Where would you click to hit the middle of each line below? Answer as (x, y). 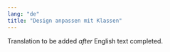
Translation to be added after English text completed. (85, 41)
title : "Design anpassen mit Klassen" (65, 21)
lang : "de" (23, 14)
